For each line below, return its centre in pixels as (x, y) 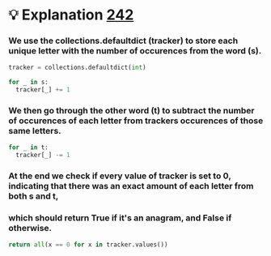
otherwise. (30, 228)
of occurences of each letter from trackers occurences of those (136, 121)
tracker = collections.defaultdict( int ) (78, 68)
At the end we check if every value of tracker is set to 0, (120, 176)
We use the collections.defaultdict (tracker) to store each (123, 41)
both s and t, (34, 196)
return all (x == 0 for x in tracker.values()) (88, 245)
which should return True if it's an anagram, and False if (120, 218)
